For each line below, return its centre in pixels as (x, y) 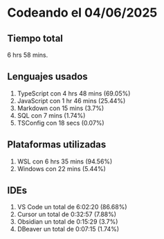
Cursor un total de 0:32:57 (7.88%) (66, 214)
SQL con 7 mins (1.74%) (51, 115)
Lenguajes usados (47, 77)
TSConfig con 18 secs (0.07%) (61, 123)
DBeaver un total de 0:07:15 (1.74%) (68, 229)
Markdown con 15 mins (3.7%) (61, 108)
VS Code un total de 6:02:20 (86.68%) (72, 207)
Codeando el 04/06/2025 (82, 13)
